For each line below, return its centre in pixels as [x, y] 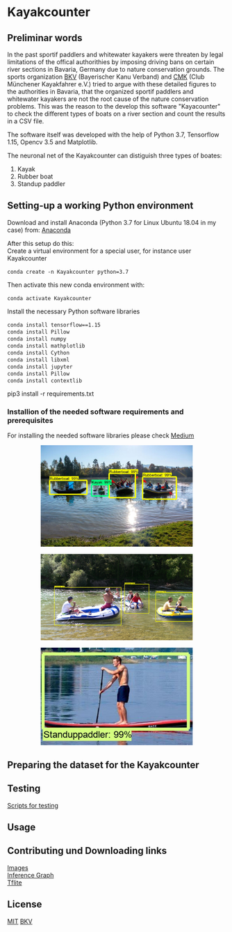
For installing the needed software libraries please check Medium [101, 435]
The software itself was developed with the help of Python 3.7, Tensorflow [113, 134]
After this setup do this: [41, 243]
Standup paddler [41, 184]
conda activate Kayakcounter [49, 298]
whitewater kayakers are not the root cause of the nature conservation [108, 99]
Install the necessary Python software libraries [74, 311]
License [25, 904]
